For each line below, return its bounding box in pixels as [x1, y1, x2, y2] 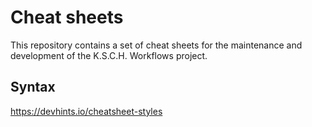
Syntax [10, 79, 56, 96]
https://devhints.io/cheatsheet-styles [10, 105, 163, 117]
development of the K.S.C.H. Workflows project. [10, 49, 208, 61]
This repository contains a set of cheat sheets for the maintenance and [10, 39, 303, 51]
